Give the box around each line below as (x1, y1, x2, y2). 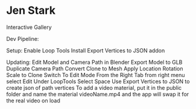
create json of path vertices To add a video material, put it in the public (6, 84, 182, 91)
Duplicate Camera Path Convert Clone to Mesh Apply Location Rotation (6, 64, 183, 72)
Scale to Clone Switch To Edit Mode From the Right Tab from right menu (6, 71, 185, 78)
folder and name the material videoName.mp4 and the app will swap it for (6, 90, 189, 98)
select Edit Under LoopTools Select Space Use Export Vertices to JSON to (6, 78, 190, 85)
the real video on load (6, 97, 60, 104)
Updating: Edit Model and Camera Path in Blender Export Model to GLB (6, 58, 183, 66)
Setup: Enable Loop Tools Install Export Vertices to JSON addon (6, 46, 165, 54)
